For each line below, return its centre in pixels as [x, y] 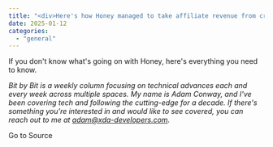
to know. [23, 70]
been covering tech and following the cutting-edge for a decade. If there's [133, 103]
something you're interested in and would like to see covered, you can [126, 111]
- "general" [36, 38]
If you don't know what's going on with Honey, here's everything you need [133, 61]
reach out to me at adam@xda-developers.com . [89, 120]
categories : [28, 31]
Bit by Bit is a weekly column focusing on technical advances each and [128, 86]
